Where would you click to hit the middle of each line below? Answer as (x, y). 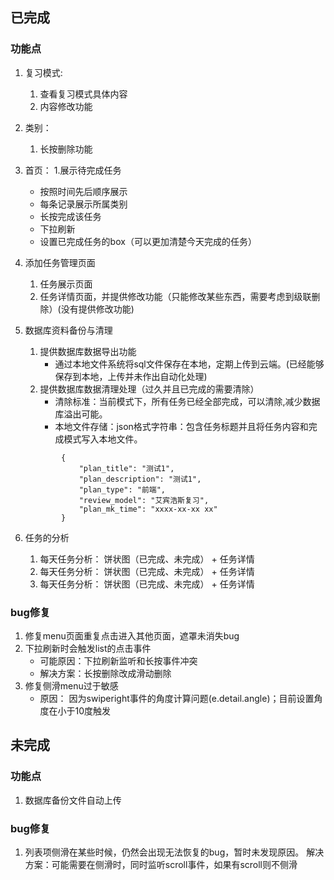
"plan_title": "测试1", (126, 468)
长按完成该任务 (70, 216)
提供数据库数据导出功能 (88, 351)
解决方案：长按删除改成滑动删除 (105, 673)
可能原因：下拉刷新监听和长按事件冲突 (118, 660)
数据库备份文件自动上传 (73, 800)
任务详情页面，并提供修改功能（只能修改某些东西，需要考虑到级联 (175, 296)
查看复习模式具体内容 (83, 94)
